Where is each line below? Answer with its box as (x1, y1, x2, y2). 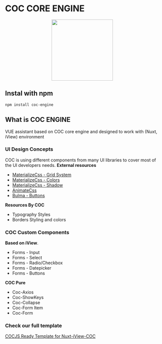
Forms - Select (12, 255, 43, 261)
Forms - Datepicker (12, 265, 51, 271)
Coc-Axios (12, 289, 34, 295)
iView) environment (5, 134, 45, 139)
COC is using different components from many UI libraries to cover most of (5, 157, 156, 163)
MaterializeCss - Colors (12, 177, 60, 183)
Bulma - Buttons (12, 192, 45, 198)
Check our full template (5, 322, 62, 329)
